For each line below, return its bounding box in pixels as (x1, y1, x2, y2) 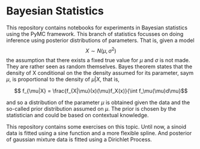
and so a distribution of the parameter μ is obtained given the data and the (6, 99, 190, 106)
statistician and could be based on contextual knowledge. (6, 111, 149, 118)
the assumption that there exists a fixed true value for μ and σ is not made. (6, 56, 190, 63)
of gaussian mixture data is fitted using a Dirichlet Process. (6, 136, 152, 143)
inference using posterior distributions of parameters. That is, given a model (6, 37, 195, 44)
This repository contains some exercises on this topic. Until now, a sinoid (6, 123, 187, 130)
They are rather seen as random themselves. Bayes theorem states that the (6, 63, 193, 70)
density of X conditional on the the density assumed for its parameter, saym (6, 69, 194, 76)
